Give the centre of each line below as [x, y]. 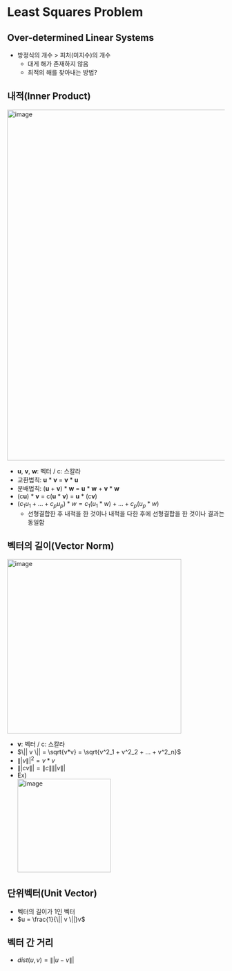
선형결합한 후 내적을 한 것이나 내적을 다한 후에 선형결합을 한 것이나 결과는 [126, 514]
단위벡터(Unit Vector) [52, 893]
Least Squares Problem [75, 12]
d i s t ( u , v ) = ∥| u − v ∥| [46, 960]
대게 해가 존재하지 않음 [58, 64]
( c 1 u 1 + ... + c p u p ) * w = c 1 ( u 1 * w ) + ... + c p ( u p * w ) [88, 504]
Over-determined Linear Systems [80, 38]
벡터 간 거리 [30, 943]
